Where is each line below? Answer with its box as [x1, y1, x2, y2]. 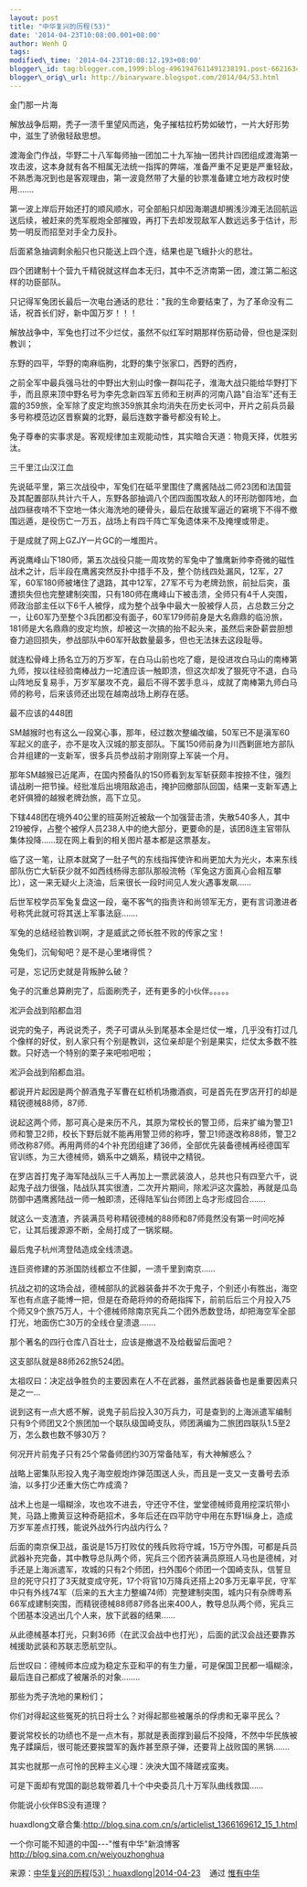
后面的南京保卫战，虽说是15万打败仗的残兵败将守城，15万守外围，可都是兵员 [9, 1540, 298, 1551]
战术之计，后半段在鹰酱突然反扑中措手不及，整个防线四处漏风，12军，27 [9, 565, 283, 576]
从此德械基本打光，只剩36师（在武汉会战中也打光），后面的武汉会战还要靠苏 [9, 1629, 296, 1640]
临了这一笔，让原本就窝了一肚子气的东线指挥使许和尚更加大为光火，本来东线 [9, 853, 298, 864]
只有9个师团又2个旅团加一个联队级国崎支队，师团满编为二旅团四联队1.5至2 [9, 1417, 291, 1428]
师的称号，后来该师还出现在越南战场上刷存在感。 [9, 688, 194, 699]
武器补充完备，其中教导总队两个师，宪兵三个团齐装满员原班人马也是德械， [9, 1552, 290, 1563]
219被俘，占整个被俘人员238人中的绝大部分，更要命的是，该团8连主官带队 [9, 822, 291, 833]
